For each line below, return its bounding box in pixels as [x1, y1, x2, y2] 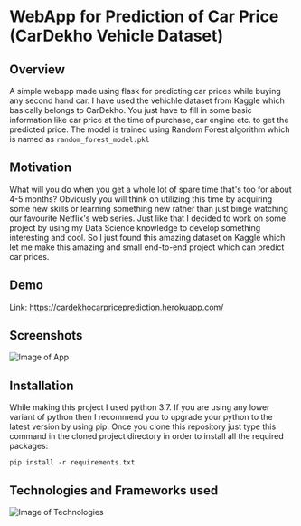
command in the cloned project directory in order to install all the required [9, 431, 284, 442]
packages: [9, 441, 49, 452]
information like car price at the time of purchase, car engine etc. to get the [9, 115, 289, 125]
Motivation [9, 160, 72, 176]
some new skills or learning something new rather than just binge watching [9, 203, 289, 214]
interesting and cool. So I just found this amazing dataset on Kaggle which [9, 232, 286, 243]
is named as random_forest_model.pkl [9, 134, 150, 144]
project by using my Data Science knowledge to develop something [9, 222, 261, 233]
